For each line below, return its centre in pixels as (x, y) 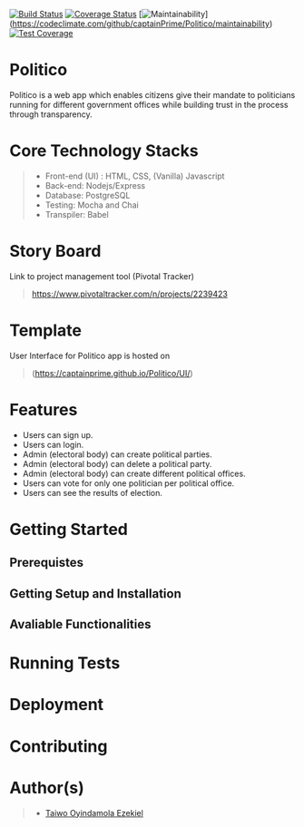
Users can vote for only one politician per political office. (128, 483)
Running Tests (65, 663)
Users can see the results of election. (93, 492)
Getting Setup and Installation (95, 593)
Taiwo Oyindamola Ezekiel (94, 812)
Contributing (59, 746)
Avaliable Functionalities (80, 624)
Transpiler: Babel (77, 214)
